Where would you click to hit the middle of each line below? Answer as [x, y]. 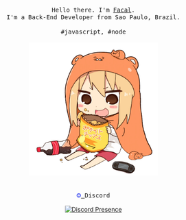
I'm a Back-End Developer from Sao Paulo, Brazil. [93, 17]
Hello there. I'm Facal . [93, 10]
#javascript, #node [93, 32]
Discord [97, 196]
